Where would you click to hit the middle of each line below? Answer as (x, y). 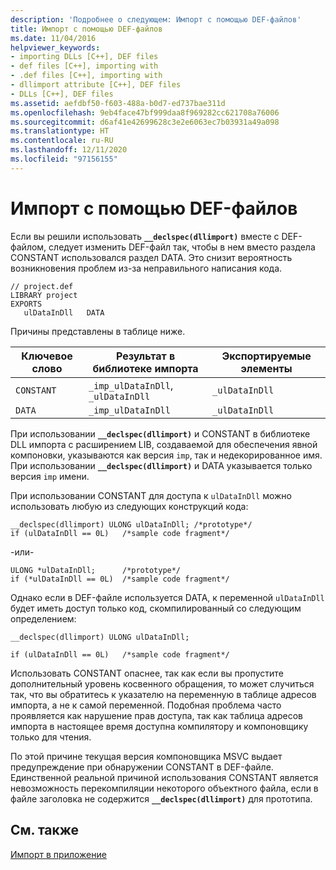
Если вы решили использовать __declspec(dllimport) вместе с (145, 236)
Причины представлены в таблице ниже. (98, 331)
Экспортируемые (266, 356)
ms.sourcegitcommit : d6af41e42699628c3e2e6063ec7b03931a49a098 (145, 122)
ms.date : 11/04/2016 (53, 38)
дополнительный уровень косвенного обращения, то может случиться (162, 683)
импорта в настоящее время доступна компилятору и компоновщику (159, 726)
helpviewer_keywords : (55, 47)
